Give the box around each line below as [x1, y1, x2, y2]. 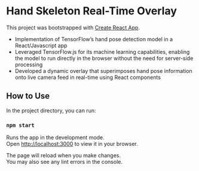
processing [14, 61, 43, 68]
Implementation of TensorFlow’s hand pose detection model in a [14, 35, 173, 42]
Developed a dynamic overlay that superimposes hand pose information [14, 67, 192, 74]
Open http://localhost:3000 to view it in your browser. [6, 141, 139, 148]
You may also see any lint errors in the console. [6, 158, 123, 166]
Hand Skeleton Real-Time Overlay [6, 4, 177, 18]
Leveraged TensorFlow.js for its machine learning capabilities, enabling [14, 48, 190, 55]
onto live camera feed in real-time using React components [14, 74, 161, 81]
